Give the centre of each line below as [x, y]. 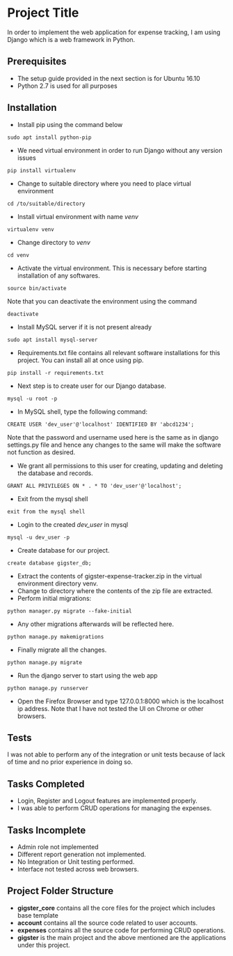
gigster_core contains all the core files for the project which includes [116, 908]
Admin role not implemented [58, 847]
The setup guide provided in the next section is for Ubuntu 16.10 [109, 78]
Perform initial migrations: [54, 598]
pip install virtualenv [42, 170]
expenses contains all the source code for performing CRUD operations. [121, 930]
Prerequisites [37, 62]
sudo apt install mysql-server [53, 340]
